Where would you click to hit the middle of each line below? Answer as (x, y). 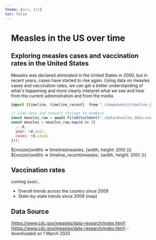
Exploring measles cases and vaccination (75, 56)
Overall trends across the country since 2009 (63, 191)
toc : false (16, 14)
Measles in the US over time (68, 38)
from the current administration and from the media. (63, 96)
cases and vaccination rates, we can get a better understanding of (77, 85)
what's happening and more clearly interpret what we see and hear (78, 91)
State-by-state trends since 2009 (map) (58, 196)
